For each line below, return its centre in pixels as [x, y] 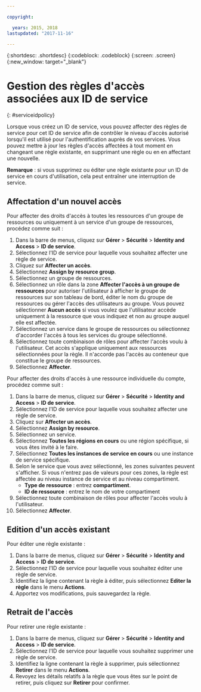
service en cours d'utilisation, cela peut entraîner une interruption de [91, 176]
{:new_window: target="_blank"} [47, 62]
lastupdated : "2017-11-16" [40, 33]
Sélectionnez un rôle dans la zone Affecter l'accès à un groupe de [98, 285]
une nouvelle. [24, 158]
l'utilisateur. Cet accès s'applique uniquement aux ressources [91, 348]
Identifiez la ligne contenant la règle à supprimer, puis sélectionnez [98, 663]
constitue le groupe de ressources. [58, 361]
